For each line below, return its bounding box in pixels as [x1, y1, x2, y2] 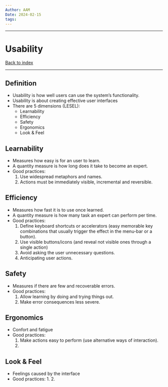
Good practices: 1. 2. [12, 376, 55, 382]
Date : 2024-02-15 [5, 12, 41, 17]
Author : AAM [5, 7, 30, 13]
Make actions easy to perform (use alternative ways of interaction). [19, 337, 158, 343]
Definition [5, 79, 36, 87]
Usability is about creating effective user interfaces [12, 98, 118, 104]
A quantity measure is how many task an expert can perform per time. [12, 212, 157, 218]
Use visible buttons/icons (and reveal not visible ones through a [19, 239, 151, 245]
